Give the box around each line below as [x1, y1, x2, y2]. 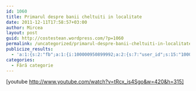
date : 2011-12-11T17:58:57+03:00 [6, 19, 87, 25]
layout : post [6, 30, 38, 36]
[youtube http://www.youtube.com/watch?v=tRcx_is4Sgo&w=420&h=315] [6, 78, 184, 85]
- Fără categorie [11, 62, 54, 68]
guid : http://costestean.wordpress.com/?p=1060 [6, 35, 124, 41]
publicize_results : [6, 46, 54, 52]
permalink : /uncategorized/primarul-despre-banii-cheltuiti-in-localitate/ [6, 41, 194, 47]
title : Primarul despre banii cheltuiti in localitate [6, 14, 142, 20]
